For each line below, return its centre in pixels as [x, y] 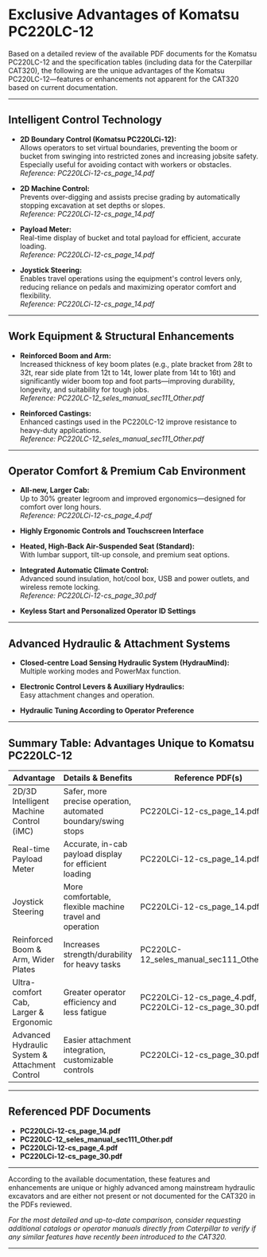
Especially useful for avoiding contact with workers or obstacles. [126, 164]
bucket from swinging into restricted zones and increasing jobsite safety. [139, 156]
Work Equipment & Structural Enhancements [121, 336]
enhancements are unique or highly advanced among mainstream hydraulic [132, 1187]
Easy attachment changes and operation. [87, 695]
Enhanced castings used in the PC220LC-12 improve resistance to [128, 422]
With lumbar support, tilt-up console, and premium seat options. [125, 555]
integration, [84, 1050]
